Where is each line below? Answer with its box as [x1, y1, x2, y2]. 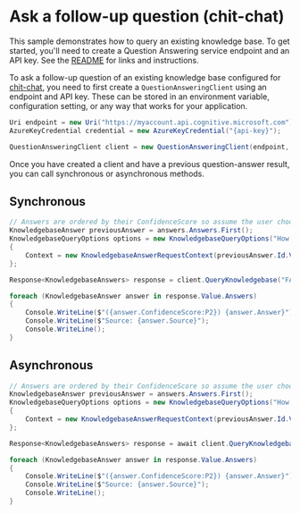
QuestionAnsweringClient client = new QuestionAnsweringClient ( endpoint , [9, 142, 290, 151]
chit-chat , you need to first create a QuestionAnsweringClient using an [9, 81, 268, 92]
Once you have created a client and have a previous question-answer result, [9, 158, 290, 169]
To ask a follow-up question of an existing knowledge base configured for [9, 72, 281, 82]
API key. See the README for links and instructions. [9, 55, 199, 65]
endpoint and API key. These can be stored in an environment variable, [9, 91, 270, 102]
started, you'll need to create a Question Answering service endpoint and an [9, 45, 290, 55]
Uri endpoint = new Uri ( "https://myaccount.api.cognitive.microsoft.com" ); [9, 118, 297, 127]
